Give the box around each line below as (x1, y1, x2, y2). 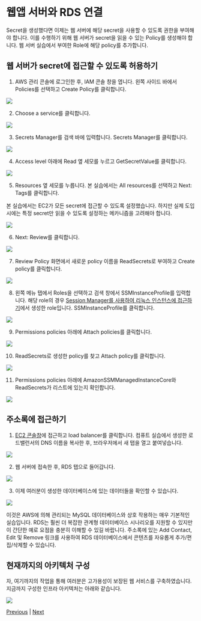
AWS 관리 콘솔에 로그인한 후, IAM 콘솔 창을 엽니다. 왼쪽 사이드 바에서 (14, 78, 177, 85)
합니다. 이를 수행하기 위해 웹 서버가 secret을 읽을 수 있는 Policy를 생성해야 (12, 34, 187, 41)
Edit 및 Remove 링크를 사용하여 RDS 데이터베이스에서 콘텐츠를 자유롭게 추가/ (6, 533, 187, 541)
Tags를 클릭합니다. (14, 189, 59, 196)
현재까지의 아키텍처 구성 (6, 560, 90, 571)
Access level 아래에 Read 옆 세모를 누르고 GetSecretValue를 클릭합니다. (14, 158, 187, 165)
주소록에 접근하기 (6, 414, 67, 424)
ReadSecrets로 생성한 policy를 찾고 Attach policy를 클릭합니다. (14, 352, 166, 359)
